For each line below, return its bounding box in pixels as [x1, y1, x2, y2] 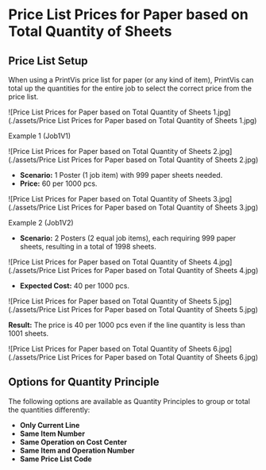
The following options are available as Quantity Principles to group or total [8, 396, 250, 406]
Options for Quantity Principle [8, 376, 160, 389]
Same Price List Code [19, 454, 93, 464]
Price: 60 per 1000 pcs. [19, 179, 98, 188]
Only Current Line [19, 420, 80, 430]
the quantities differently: [8, 405, 91, 414]
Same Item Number [19, 429, 86, 438]
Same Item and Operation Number [19, 445, 135, 455]
